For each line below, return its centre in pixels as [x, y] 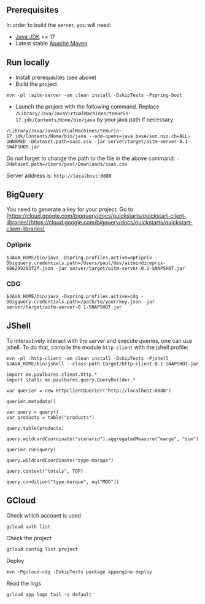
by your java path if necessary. [136, 120]
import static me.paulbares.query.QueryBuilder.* [71, 380]
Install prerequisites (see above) [56, 77]
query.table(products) [35, 428]
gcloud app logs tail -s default [49, 594]
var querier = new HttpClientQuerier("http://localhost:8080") [89, 391]
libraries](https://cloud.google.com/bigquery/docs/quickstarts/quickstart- [100, 223]
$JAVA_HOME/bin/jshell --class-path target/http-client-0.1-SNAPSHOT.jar [103, 364]
